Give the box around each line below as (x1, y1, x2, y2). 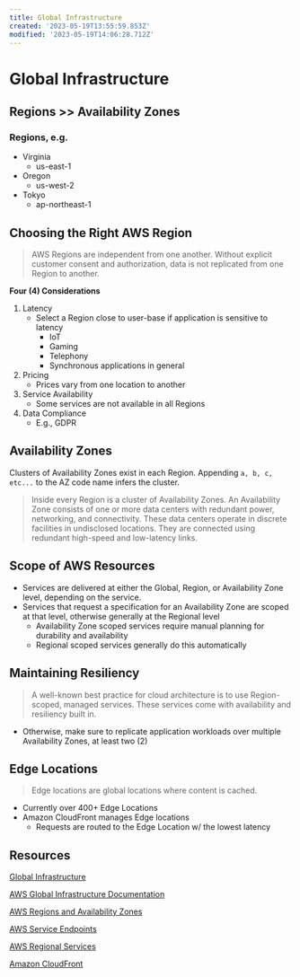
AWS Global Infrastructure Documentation (9, 889, 165, 900)
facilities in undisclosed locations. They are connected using (31, 523, 256, 533)
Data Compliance (22, 408, 87, 418)
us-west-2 (35, 180, 75, 191)
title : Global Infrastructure (9, 13, 123, 22)
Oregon (22, 171, 51, 181)
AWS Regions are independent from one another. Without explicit (31, 249, 272, 260)
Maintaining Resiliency (9, 665, 140, 681)
